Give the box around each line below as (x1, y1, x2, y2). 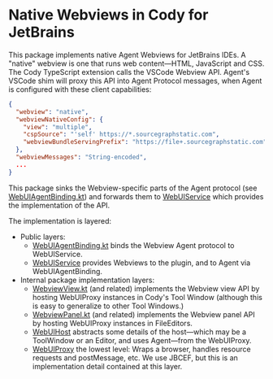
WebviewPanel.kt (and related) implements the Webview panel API (32, 309, 256, 319)
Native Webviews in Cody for (8, 6, 209, 24)
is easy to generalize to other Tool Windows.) (32, 301, 184, 311)
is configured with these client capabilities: (8, 84, 152, 94)
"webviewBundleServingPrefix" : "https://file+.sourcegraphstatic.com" (23, 138, 267, 146)
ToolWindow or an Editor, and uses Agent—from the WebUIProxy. (32, 335, 252, 345)
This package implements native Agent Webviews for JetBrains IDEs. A (8, 50, 246, 59)
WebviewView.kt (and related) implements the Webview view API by (32, 283, 260, 294)
